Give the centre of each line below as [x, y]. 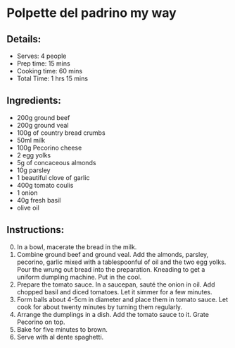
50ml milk [31, 140]
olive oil [28, 208]
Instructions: [36, 230]
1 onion [27, 193]
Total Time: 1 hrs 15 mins [52, 78]
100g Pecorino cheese [49, 148]
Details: [24, 39]
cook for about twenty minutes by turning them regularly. [100, 307]
